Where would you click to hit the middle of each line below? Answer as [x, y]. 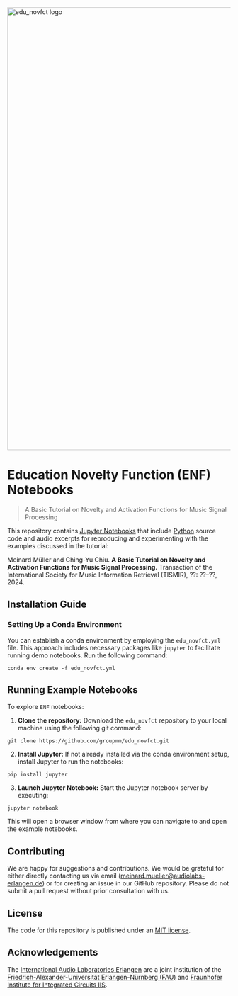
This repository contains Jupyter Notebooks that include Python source [112, 531]
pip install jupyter [38, 775]
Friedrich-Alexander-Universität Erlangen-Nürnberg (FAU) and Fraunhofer [115, 977]
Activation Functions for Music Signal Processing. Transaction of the [110, 567]
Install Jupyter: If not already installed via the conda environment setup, [123, 754]
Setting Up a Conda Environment [65, 625]
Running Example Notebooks [73, 690]
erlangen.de [25, 883]
